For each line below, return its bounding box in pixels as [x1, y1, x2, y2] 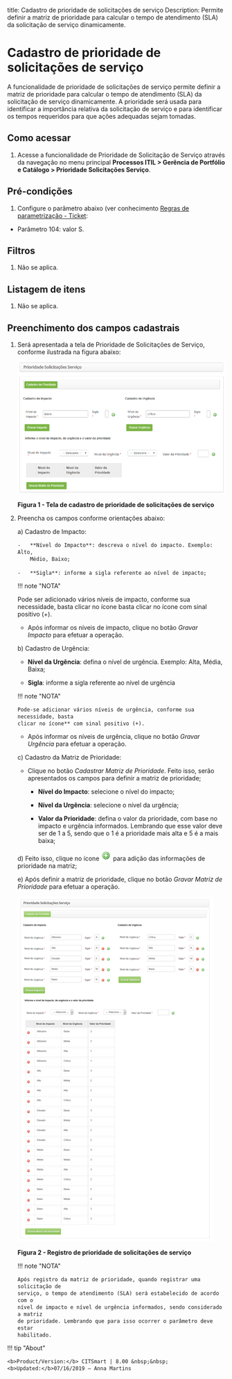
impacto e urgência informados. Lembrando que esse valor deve [37, 821, 223, 830]
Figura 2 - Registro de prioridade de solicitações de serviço [17, 1248, 192, 1256]
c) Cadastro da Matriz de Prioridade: [17, 753, 122, 761]
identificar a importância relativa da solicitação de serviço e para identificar [7, 104, 223, 113]
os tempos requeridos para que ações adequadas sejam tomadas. [7, 112, 196, 120]
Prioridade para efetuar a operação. [17, 882, 120, 891]
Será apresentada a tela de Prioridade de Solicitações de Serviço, [17, 340, 206, 349]
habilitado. [17, 1331, 52, 1339]
